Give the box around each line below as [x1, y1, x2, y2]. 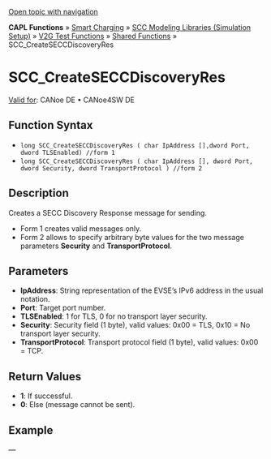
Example [8, 423, 54, 437]
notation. [19, 294, 50, 304]
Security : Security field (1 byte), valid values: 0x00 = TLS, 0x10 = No [19, 320, 251, 330]
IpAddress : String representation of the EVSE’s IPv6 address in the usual [19, 285, 264, 295]
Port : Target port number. [19, 303, 106, 313]
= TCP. [19, 346, 44, 356]
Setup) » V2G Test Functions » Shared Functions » [8, 32, 177, 41]
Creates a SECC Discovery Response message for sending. [8, 208, 207, 217]
